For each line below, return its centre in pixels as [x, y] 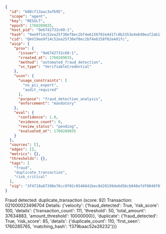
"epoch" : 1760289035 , [32, 25]
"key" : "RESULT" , [27, 21]
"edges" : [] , [23, 150]
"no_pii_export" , [41, 85]
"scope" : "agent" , [29, 16]
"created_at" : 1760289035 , [46, 58]
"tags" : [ [20, 163]
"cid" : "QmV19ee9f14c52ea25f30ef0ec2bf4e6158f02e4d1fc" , [69, 39]
